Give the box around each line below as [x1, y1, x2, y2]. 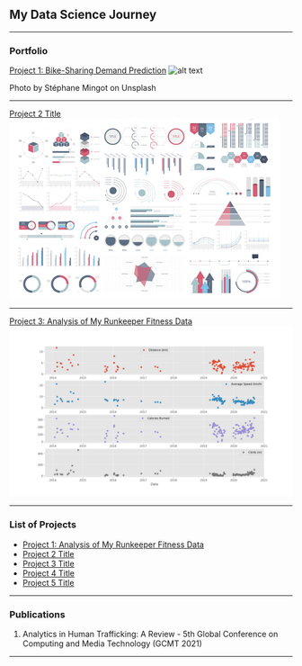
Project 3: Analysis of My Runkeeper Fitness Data [9, 316, 193, 327]
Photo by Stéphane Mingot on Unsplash [9, 83, 157, 94]
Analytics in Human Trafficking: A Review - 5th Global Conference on [22, 628, 279, 639]
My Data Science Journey [9, 7, 157, 22]
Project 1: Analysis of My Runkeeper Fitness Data [22, 539, 205, 550]
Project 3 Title [22, 558, 75, 569]
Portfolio [9, 44, 49, 57]
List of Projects [9, 518, 76, 531]
